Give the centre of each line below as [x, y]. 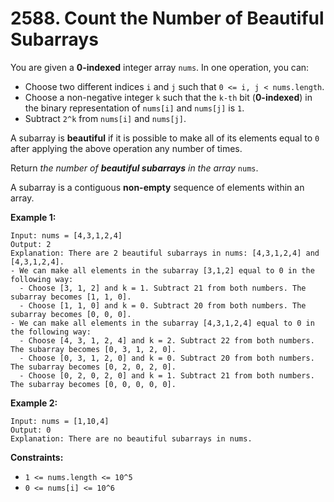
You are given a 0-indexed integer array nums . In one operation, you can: [160, 67]
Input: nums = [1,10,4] [60, 421]
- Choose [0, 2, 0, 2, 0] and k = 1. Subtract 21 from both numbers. [167, 375]
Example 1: [33, 217]
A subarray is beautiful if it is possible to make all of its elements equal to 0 [165, 138]
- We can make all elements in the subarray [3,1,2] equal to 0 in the [162, 270]
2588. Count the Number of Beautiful [167, 18]
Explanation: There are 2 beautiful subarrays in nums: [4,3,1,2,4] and [165, 253]
